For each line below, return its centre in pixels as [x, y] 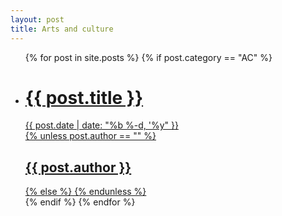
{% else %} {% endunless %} [85, 192]
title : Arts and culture [62, 29]
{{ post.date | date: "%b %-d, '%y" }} [101, 125]
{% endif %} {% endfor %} [80, 202]
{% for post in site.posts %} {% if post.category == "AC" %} [148, 57]
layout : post [37, 19]
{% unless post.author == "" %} [90, 136]
